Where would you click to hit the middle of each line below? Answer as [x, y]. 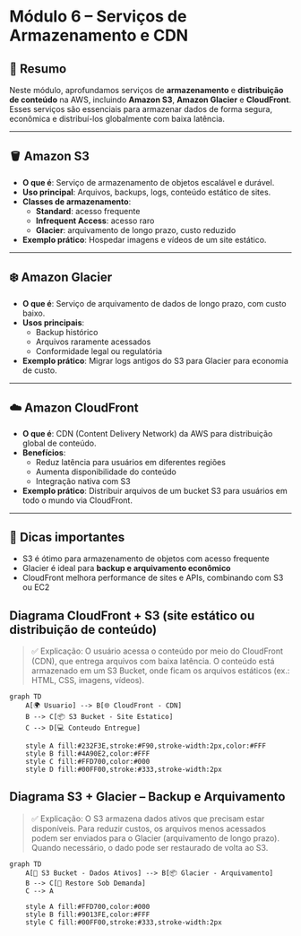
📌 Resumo [38, 69]
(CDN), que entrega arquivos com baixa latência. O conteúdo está [153, 662]
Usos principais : [53, 322]
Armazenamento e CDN [99, 35]
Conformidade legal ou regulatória [99, 351]
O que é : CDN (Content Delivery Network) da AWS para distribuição [147, 434]
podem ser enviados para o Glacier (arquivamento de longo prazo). [155, 838]
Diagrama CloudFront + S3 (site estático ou [132, 615]
